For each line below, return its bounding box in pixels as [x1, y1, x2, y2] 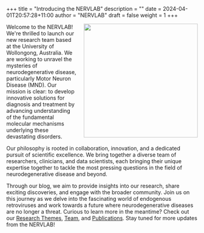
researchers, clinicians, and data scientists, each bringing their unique [6, 158, 182, 164]
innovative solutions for [6, 94, 65, 101]
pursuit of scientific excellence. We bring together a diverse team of [6, 151, 177, 158]
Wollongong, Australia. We [6, 49, 73, 56]
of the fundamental [6, 113, 55, 121]
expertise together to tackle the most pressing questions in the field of [6, 164, 182, 171]
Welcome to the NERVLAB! [6, 24, 73, 30]
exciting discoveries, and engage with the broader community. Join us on [6, 189, 190, 196]
